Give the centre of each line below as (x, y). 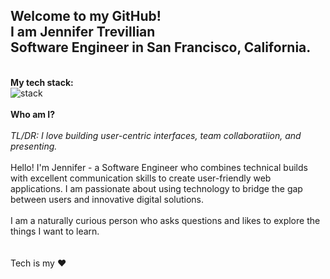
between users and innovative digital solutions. (107, 199)
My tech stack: (42, 82)
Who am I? (33, 114)
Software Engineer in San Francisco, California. (161, 47)
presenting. (34, 146)
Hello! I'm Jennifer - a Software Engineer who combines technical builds (159, 167)
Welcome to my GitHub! (86, 16)
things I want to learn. (55, 231)
